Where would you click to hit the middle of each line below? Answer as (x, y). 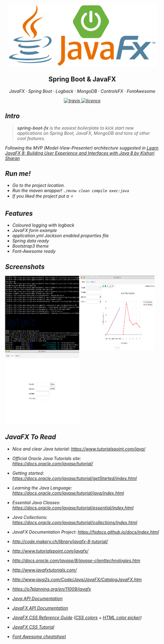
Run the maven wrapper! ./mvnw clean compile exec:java (71, 191)
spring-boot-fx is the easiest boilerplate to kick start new (75, 128)
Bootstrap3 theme (30, 246)
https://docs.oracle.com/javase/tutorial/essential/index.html (73, 508)
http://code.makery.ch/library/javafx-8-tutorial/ (60, 541)
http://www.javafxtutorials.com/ (45, 570)
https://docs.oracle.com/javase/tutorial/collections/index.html (75, 522)
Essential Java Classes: (36, 502)
